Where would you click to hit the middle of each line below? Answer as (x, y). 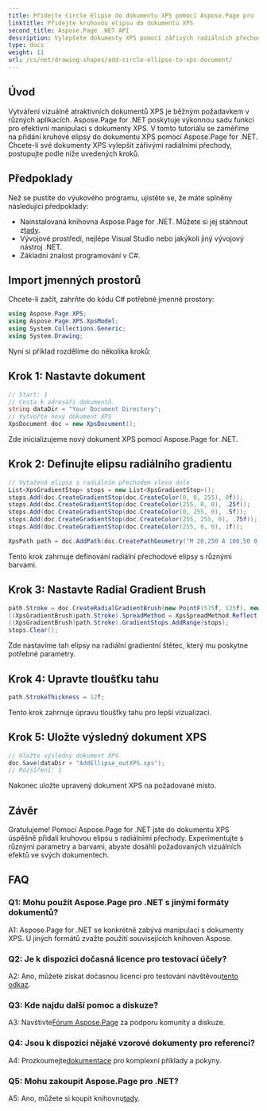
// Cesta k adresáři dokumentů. (62, 402)
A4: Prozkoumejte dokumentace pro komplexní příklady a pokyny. (115, 1060)
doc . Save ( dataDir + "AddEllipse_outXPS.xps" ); (87, 763)
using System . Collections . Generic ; (67, 329)
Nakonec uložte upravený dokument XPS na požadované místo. (112, 786)
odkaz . (19, 985)
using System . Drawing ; (46, 336)
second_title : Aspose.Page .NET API (69, 30)
